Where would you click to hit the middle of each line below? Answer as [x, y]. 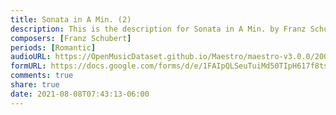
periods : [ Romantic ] [53, 47]
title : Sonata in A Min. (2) [71, 19]
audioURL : [31, 57]
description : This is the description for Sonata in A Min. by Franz [158, 29]
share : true [35, 85]
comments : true [42, 76]
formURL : [28, 66]
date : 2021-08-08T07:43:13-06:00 [80, 94]
